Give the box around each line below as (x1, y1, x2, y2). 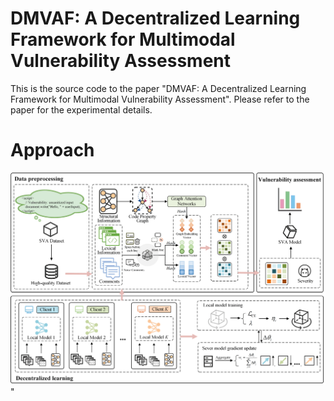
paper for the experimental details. (10, 103, 153, 116)
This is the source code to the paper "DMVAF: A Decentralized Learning (10, 82, 307, 94)
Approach (10, 139, 95, 162)
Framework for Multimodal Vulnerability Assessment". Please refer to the (10, 93, 310, 105)
